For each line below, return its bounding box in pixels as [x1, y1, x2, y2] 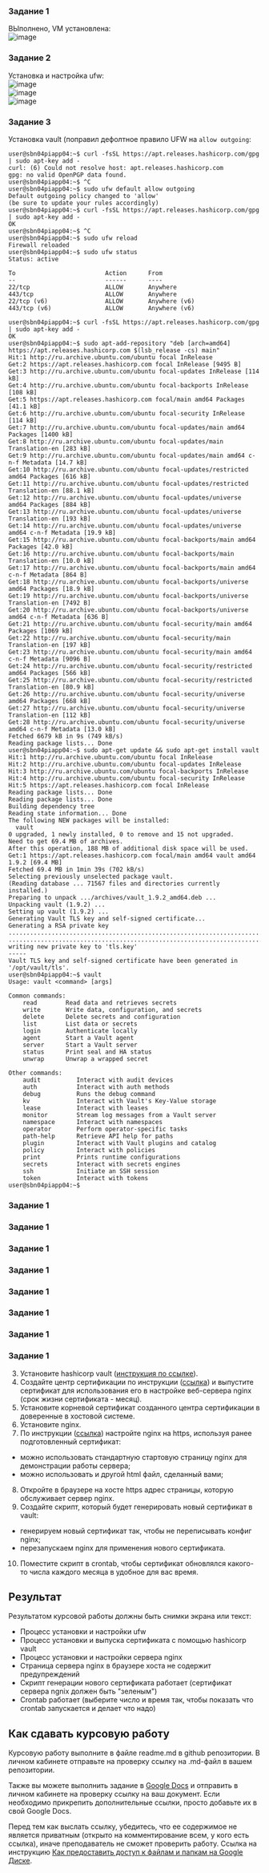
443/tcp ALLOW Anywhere [8, 290, 178, 298]
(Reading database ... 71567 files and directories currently [8, 880, 220, 888]
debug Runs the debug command [22, 1090, 156, 1098]
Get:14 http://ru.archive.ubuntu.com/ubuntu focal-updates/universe [8, 521, 242, 530]
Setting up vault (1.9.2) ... [8, 908, 110, 916]
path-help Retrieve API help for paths [22, 1132, 174, 1140]
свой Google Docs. [8, 1806, 72, 1816]
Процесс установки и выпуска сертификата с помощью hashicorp [19, 1636, 247, 1645]
